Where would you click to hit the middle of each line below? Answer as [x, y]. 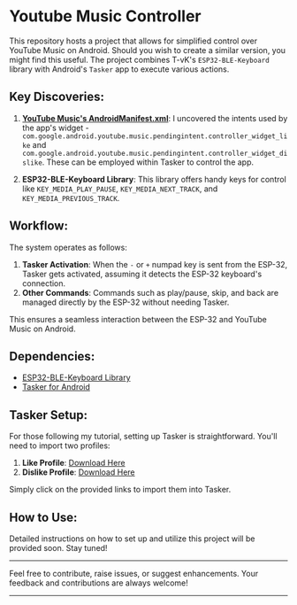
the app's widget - [56, 128]
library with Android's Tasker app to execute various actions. [119, 69]
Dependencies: [52, 356]
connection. [44, 283]
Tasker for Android [56, 387]
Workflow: [39, 226]
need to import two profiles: [60, 446]
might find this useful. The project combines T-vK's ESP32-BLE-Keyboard [139, 59]
